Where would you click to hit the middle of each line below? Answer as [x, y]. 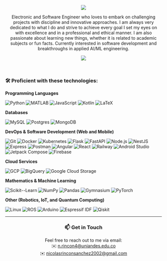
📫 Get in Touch [83, 227]
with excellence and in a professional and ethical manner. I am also [83, 33]
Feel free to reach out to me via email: [83, 240]
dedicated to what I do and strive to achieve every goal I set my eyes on [83, 28]
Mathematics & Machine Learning [41, 181]
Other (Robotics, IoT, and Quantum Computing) [55, 200]
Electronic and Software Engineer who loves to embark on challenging [83, 17]
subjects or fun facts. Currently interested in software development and [83, 43]
